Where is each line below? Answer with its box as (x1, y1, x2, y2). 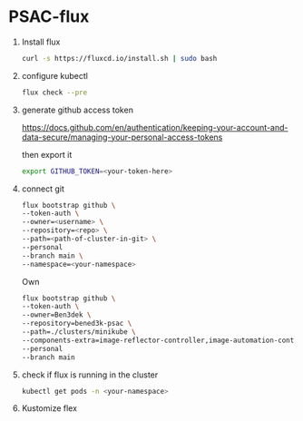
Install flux (21, 36, 61, 47)
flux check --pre (21, 88, 88, 97)
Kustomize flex (21, 403, 78, 414)
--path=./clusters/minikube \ (21, 328, 137, 337)
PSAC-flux (8, 6, 90, 27)
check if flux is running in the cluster (21, 369, 159, 380)
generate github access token (21, 104, 133, 115)
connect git (21, 183, 64, 194)
